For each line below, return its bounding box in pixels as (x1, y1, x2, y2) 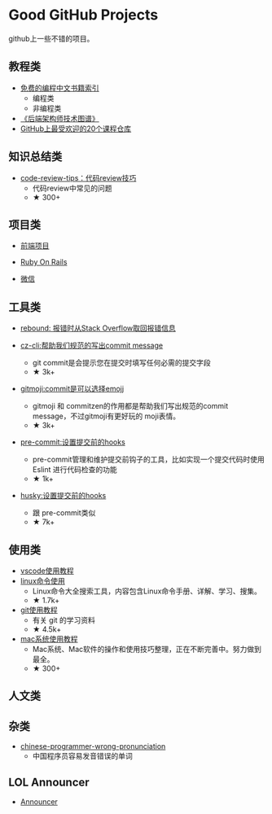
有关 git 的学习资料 (32, 615, 96, 624)
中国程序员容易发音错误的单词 (32, 751, 133, 761)
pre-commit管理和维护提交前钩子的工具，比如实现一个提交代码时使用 (32, 454, 265, 465)
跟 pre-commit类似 (32, 508, 96, 518)
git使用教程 (20, 605, 59, 615)
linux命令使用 (20, 576, 65, 585)
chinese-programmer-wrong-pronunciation (20, 742, 166, 751)
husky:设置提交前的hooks (20, 491, 107, 501)
